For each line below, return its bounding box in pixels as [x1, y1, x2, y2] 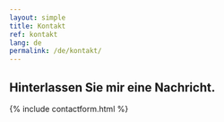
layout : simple [9, 13, 66, 22]
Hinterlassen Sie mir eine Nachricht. [9, 80, 216, 95]
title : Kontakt [9, 22, 66, 30]
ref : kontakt [9, 30, 58, 39]
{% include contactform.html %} [9, 103, 129, 114]
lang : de [9, 38, 42, 48]
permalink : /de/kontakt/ [9, 47, 102, 56]
